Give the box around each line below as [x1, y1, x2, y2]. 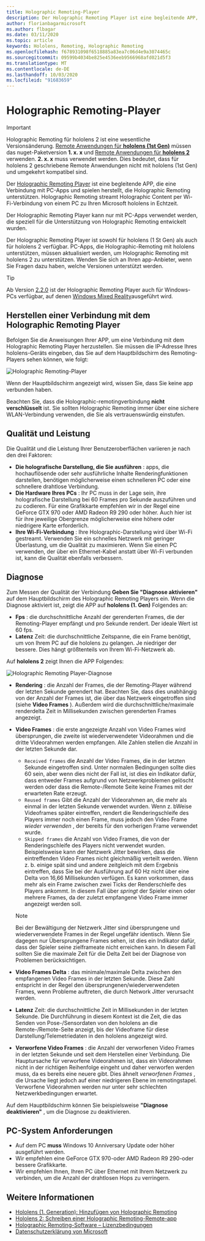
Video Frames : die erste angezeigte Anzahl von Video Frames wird [15, 725, 186, 733]
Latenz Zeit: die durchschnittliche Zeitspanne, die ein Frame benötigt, [15, 632, 191, 640]
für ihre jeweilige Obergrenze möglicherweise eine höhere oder [15, 515, 175, 522]
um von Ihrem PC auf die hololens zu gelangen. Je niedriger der [15, 639, 177, 647]
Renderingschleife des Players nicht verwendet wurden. [24, 841, 166, 849]
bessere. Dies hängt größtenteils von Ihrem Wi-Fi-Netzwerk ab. [15, 645, 176, 653]
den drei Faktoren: [6, 451, 53, 459]
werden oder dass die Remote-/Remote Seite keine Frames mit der [24, 783, 193, 790]
